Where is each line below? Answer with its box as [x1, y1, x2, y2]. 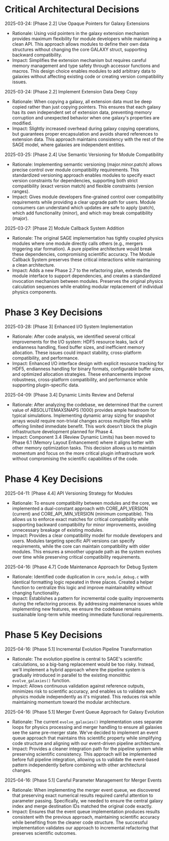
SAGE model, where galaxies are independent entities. [12, 141, 125, 148]
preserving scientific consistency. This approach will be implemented [12, 751, 157, 757]
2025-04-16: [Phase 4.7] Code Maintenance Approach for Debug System [5, 564, 158, 570]
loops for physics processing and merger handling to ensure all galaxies [12, 724, 162, 730]
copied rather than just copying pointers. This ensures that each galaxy [12, 104, 161, 110]
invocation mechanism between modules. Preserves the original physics [12, 278, 163, 284]
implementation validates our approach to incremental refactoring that [12, 824, 158, 831]
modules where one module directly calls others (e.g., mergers [12, 240, 143, 246]
